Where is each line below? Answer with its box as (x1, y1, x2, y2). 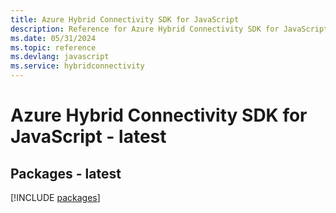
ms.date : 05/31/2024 (10, 33, 97, 43)
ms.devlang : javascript (10, 52, 110, 62)
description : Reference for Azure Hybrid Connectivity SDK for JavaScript (10, 24, 329, 34)
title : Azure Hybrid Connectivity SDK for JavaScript (10, 14, 240, 25)
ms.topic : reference (10, 42, 97, 53)
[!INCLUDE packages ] (10, 192, 101, 203)
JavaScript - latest (10, 126, 167, 148)
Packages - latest (10, 165, 122, 182)
